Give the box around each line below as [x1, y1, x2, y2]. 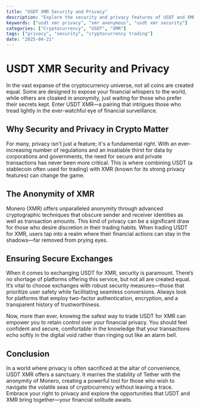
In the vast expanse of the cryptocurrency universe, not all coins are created [6, 82, 194, 89]
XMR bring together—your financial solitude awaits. [6, 396, 133, 404]
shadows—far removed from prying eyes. [6, 236, 108, 243]
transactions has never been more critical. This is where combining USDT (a [6, 159, 193, 166]
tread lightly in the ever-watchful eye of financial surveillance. [6, 107, 158, 114]
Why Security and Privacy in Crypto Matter [6, 124, 169, 135]
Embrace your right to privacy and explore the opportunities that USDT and [6, 390, 190, 397]
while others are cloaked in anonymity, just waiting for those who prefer [6, 94, 182, 101]
